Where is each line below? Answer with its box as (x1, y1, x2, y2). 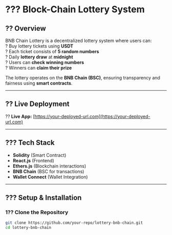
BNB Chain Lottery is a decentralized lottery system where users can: (5, 37, 152, 44)
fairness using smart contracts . (5, 80, 73, 86)
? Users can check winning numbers (5, 59, 84, 65)
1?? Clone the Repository (5, 208, 69, 216)
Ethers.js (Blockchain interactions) (12, 163, 86, 169)
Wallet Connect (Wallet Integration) (12, 174, 88, 180)
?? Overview (5, 24, 46, 33)
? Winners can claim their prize (5, 65, 72, 71)
